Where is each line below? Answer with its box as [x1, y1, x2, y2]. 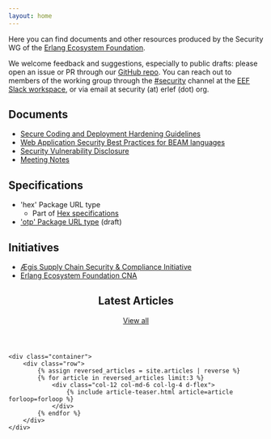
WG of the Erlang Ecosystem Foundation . [8, 42, 146, 53]
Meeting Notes [19, 155, 70, 164]
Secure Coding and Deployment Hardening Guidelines [19, 129, 201, 139]
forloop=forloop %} [8, 394, 74, 403]
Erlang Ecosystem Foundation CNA [19, 271, 138, 280]
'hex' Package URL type [19, 200, 101, 210]
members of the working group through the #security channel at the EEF [8, 75, 251, 85]
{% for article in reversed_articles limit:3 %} [37, 373, 205, 381]
